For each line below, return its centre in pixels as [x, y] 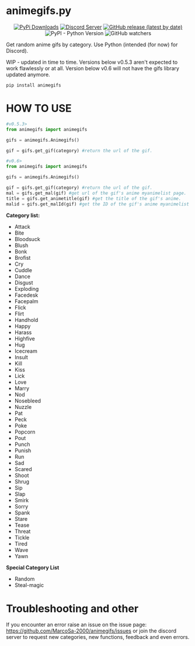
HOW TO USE [39, 109]
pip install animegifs [34, 85]
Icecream [26, 351]
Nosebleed [28, 401]
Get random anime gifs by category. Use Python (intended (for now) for [92, 44]
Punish [23, 450]
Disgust [24, 283]
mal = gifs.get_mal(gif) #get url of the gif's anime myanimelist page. [96, 193]
